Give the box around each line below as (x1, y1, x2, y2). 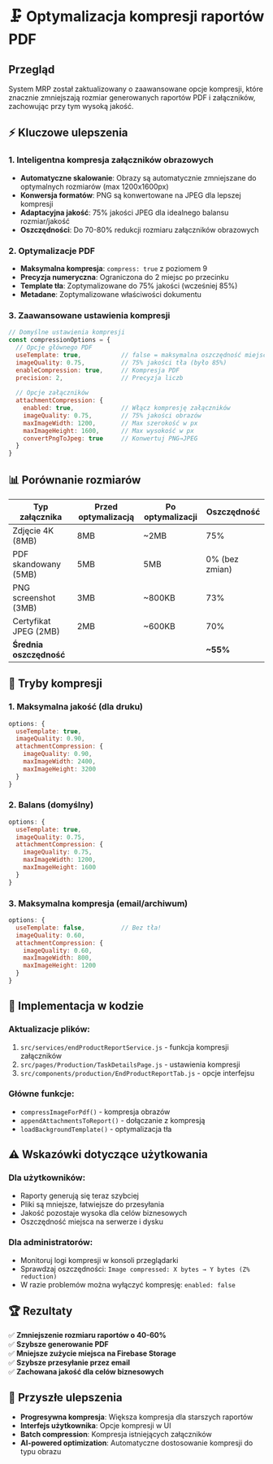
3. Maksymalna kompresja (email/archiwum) (8, 898, 188, 909)
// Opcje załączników (15, 389, 89, 397)
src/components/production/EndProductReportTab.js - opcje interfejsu (19, 1068, 254, 1077)
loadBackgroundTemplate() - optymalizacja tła (19, 1124, 172, 1134)
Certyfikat (12, 615, 51, 627)
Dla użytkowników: (8, 1172, 86, 1183)
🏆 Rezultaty (8, 1304, 73, 1318)
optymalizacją (78, 511, 135, 522)
